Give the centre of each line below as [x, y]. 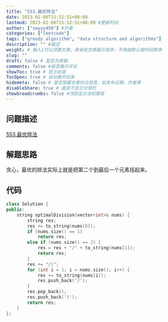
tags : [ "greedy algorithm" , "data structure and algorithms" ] [84, 39]
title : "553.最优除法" [32, 11]
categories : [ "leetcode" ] [38, 34]
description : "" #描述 [33, 45]
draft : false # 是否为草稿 [37, 61]
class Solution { [27, 204]
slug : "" [17, 55]
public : [16, 210]
